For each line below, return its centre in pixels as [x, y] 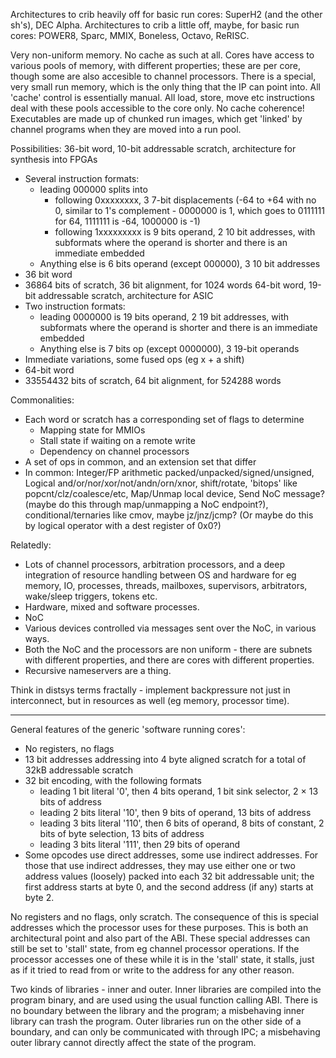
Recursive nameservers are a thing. [98, 670]
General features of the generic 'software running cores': [128, 729]
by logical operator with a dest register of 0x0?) [123, 525]
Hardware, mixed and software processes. [112, 607]
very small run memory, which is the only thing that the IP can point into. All [165, 87]
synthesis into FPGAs [54, 159]
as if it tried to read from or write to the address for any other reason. [152, 970]
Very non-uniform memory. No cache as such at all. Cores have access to [162, 55]
